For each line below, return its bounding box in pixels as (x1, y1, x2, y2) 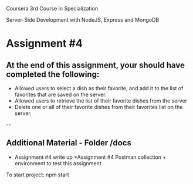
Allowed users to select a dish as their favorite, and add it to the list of (14, 85, 184, 91)
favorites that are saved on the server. (14, 91, 107, 98)
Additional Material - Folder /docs (6, 138, 132, 148)
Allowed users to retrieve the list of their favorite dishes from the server (14, 97, 188, 104)
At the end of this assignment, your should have (6, 60, 185, 70)
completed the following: (6, 69, 100, 79)
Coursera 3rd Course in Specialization (6, 5, 99, 12)
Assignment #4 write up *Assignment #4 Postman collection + (14, 154, 167, 161)
